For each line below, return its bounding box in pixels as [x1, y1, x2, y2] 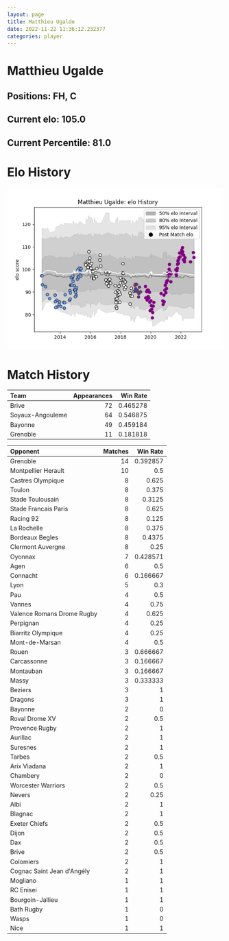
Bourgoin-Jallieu [10, 895, 58, 904]
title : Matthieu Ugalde [7, 18, 75, 25]
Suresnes [10, 743, 37, 751]
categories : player [7, 33, 63, 40]
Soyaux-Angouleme [10, 411, 67, 419]
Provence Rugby [10, 724, 57, 733]
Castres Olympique [10, 476, 64, 485]
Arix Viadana [10, 762, 47, 770]
